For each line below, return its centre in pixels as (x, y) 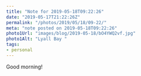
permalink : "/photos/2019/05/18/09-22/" (57, 22)
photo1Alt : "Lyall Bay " (37, 39)
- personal (19, 50)
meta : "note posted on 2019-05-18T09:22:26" (62, 28)
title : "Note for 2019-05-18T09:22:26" (55, 11)
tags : (13, 45)
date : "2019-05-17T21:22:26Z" (43, 17)
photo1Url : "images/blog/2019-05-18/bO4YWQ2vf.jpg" (71, 34)
